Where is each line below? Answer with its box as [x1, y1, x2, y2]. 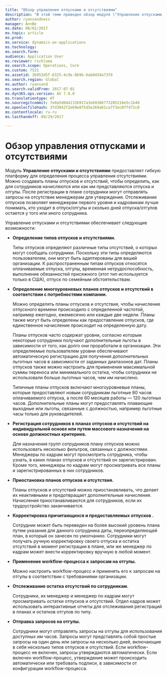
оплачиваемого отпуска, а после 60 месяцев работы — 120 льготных [12, 395, 161, 401]
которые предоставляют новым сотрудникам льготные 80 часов [12, 389, 151, 395]
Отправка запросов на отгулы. [12, 618, 80, 624]
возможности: [5, 225, 36, 231]
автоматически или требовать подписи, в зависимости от [12, 660, 137, 666]
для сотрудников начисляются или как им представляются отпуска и [5, 183, 154, 189]
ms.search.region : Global [5, 77, 59, 82]
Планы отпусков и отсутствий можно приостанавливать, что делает [12, 486, 159, 493]
